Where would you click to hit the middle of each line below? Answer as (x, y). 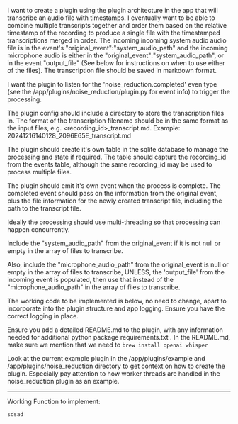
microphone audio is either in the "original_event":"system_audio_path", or (116, 55)
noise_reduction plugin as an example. (63, 381)
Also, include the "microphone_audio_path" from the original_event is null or (118, 264)
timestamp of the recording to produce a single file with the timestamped (114, 33)
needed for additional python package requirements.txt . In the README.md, (119, 337)
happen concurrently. (39, 229)
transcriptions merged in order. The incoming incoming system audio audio (117, 40)
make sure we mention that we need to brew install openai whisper (108, 345)
